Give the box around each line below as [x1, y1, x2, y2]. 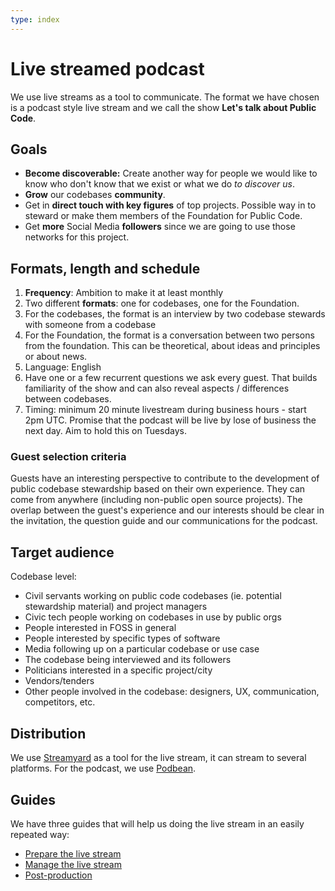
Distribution [10, 725, 87, 742]
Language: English [24, 361, 102, 373]
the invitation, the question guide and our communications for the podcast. [10, 515, 318, 527]
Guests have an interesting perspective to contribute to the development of [10, 472, 320, 485]
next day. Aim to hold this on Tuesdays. [24, 425, 188, 437]
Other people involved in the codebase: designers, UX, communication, [24, 686, 320, 698]
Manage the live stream [24, 858, 122, 870]
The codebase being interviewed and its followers [24, 654, 232, 666]
